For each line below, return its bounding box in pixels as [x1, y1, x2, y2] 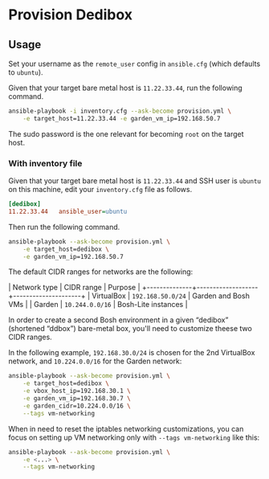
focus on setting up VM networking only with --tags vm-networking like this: [8, 432, 260, 442]
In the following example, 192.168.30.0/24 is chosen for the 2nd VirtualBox [8, 348, 255, 358]
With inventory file [8, 158, 83, 169]
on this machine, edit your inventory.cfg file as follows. [8, 185, 193, 194]
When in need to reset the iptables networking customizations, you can [8, 424, 244, 433]
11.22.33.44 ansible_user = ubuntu [8, 207, 128, 215]
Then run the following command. [8, 222, 120, 231]
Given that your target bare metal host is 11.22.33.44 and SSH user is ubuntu [8, 176, 261, 186]
